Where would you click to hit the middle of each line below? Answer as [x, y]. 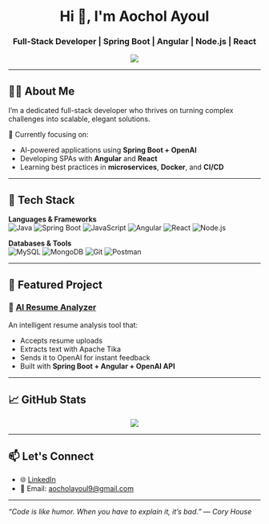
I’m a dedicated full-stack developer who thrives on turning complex [121, 111]
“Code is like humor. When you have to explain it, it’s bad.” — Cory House [130, 512]
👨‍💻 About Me [42, 91]
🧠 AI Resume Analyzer [52, 307]
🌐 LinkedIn [38, 480]
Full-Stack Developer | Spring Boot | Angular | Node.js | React [134, 42]
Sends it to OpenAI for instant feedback [85, 357]
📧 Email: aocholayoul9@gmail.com [77, 489]
